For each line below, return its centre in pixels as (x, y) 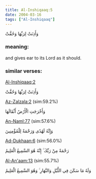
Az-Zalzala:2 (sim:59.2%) (32, 101)
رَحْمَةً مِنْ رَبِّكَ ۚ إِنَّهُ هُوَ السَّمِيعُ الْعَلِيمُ (37, 150)
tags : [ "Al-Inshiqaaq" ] (30, 19)
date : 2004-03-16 (23, 15)
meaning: (17, 47)
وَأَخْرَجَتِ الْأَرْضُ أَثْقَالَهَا (25, 111)
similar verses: (24, 71)
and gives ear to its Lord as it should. (43, 58)
